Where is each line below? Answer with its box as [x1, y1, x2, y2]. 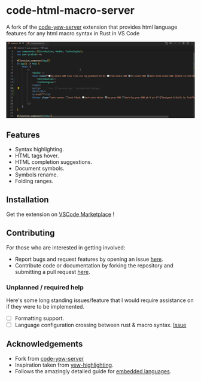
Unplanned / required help [6, 283, 84, 291]
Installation [6, 195, 49, 205]
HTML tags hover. [14, 152, 59, 159]
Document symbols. [14, 165, 65, 172]
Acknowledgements [6, 339, 83, 349]
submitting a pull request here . [14, 268, 91, 275]
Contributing [6, 228, 55, 238]
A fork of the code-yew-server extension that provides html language [6, 23, 178, 31]
